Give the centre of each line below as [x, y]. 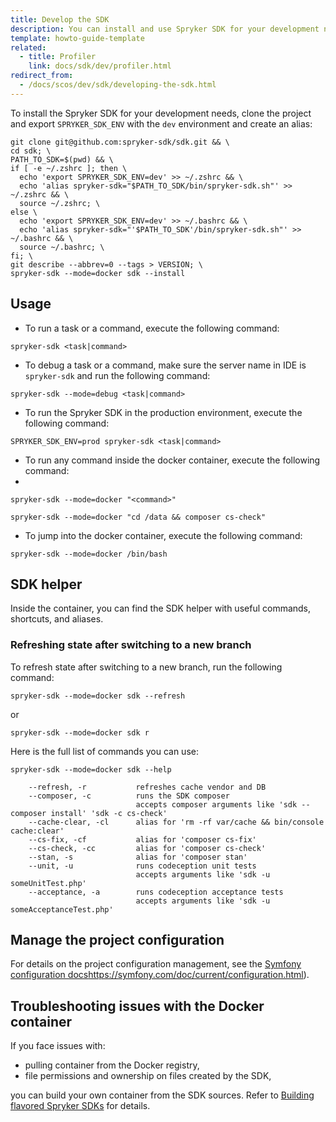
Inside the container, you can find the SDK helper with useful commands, [161, 608]
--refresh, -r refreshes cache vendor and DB [147, 787]
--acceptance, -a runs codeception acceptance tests [156, 892]
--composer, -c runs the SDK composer [129, 796]
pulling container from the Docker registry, [112, 1065]
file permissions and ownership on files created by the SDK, [148, 1076]
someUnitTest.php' [48, 883]
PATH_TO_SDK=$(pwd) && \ [62, 159]
